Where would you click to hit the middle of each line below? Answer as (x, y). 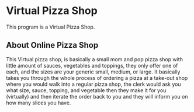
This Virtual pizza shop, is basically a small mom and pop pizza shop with (94, 59)
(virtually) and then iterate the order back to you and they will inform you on (97, 96)
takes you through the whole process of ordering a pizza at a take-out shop (97, 78)
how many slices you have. (39, 103)
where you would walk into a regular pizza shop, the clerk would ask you (93, 84)
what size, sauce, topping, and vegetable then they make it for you (86, 90)
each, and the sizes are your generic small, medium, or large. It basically (93, 72)
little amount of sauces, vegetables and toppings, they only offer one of (92, 65)
